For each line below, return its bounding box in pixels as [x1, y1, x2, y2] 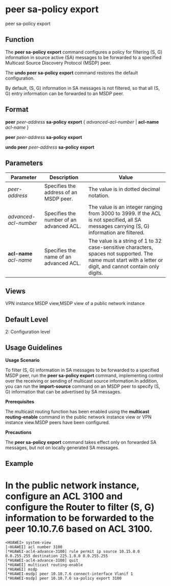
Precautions [5, 429, 32, 435]
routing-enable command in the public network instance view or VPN [5, 414, 152, 420]
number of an [44, 216, 77, 223]
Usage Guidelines [5, 343, 63, 352]
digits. [88, 269, 103, 276]
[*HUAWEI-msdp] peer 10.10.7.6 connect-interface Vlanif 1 [5, 571, 133, 577]
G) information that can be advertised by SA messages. [5, 388, 122, 394]
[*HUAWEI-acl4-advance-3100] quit [5, 558, 79, 563]
